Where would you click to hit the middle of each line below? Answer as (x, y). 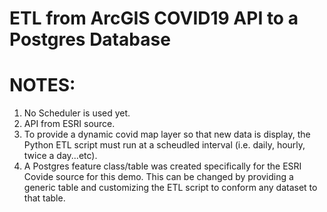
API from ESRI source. (69, 124)
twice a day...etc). (60, 156)
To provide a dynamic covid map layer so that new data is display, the (167, 134)
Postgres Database (90, 39)
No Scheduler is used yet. (77, 113)
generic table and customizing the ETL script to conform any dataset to (170, 188)
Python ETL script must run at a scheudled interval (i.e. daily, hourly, (164, 145)
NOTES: (42, 85)
